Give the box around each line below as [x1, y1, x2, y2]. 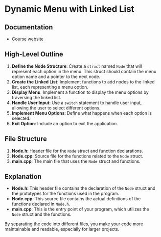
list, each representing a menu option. [11, 84, 89, 90]
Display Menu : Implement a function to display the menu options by [11, 89, 149, 95]
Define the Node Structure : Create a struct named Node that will [11, 63, 142, 69]
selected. [11, 115, 31, 121]
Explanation [4, 173, 42, 181]
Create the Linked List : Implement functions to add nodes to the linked [11, 79, 155, 84]
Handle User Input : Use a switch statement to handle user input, [11, 100, 142, 105]
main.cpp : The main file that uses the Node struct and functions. [11, 158, 140, 164]
